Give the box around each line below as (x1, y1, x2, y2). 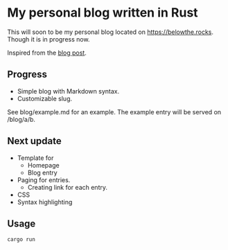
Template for (17, 154, 54, 162)
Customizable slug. (17, 94, 73, 102)
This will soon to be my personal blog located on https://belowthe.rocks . (7, 28, 213, 36)
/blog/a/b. (7, 115, 36, 123)
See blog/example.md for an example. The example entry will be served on (7, 107, 222, 116)
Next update (7, 135, 62, 147)
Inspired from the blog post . (7, 48, 87, 57)
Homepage (27, 161, 60, 169)
